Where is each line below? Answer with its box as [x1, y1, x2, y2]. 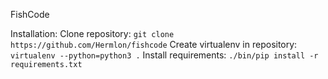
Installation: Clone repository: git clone [10, 28, 175, 39]
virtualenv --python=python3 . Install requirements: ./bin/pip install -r [10, 49, 319, 61]
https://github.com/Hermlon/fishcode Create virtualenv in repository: [10, 39, 298, 50]
